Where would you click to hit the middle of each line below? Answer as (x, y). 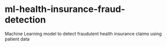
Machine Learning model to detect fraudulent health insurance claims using (83, 33)
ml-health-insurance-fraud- (65, 9)
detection (25, 20)
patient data (17, 39)
